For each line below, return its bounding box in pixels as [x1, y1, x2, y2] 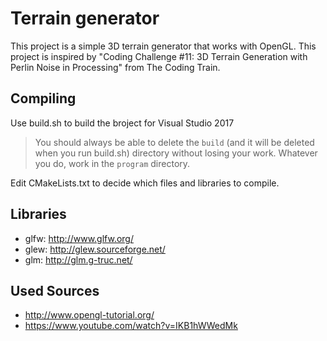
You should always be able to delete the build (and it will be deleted [34, 136, 315, 148]
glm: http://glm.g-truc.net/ [24, 253, 133, 266]
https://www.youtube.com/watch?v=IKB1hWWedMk [24, 320, 238, 332]
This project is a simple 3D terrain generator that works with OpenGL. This [10, 40, 317, 52]
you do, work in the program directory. [34, 157, 191, 169]
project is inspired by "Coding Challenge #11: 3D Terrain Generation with [10, 50, 308, 62]
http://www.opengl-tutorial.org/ [24, 309, 155, 321]
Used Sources [10, 282, 100, 299]
